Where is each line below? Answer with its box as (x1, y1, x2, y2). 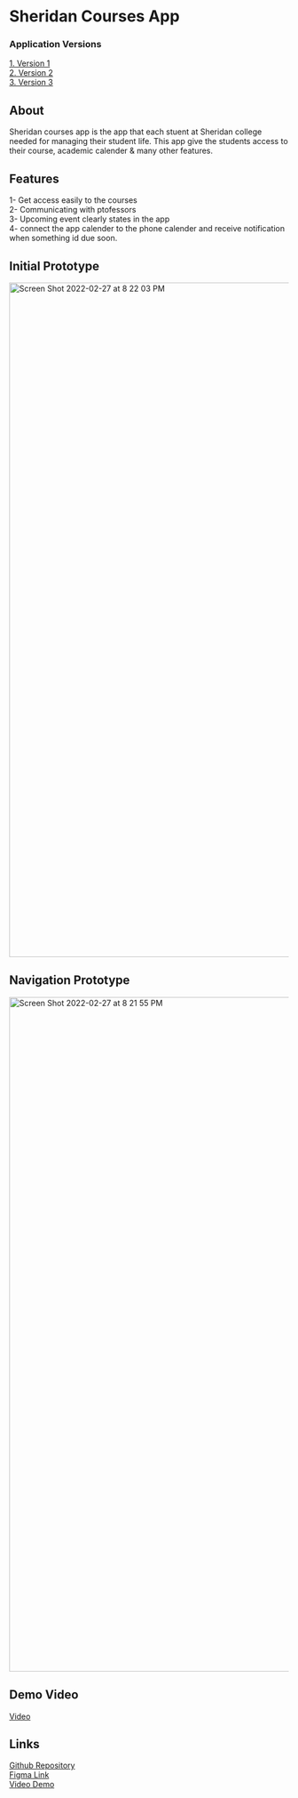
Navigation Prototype (9, 972, 130, 988)
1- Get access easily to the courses (9, 195, 137, 206)
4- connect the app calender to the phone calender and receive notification (9, 223, 286, 234)
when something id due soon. (9, 233, 118, 244)
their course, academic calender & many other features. (9, 145, 214, 157)
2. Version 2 (9, 68, 53, 78)
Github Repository (9, 1760, 75, 1771)
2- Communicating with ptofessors (9, 205, 137, 215)
